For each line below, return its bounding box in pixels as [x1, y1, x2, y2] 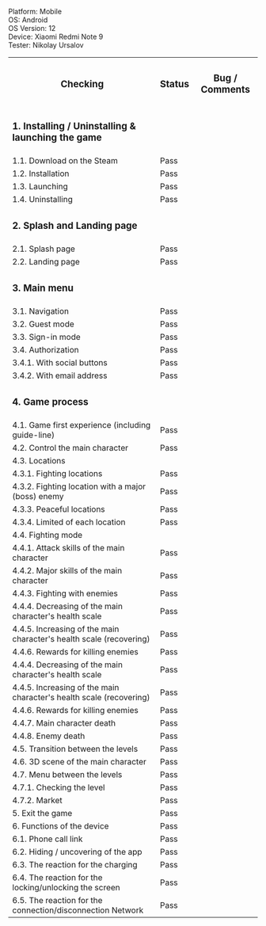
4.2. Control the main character [12, 442, 129, 453]
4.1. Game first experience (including [12, 419, 151, 430]
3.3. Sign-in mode [12, 331, 81, 342]
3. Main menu [12, 281, 74, 294]
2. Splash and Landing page [12, 219, 138, 232]
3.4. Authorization [12, 344, 79, 355]
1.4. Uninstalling [12, 193, 73, 204]
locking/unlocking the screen [12, 882, 120, 893]
